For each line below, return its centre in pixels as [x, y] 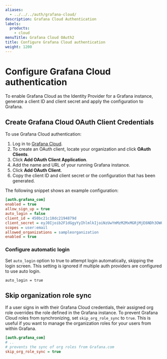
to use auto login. [23, 271]
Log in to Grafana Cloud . [38, 144]
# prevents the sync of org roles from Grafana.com [60, 347]
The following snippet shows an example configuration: [62, 190]
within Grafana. [21, 329]
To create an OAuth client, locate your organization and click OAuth [82, 149]
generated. [24, 181]
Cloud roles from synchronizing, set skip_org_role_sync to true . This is [78, 318]
